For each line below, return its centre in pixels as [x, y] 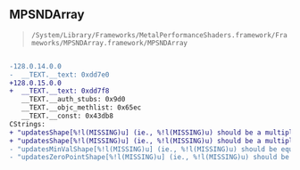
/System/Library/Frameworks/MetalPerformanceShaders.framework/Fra [159, 35]
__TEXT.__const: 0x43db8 [67, 116]
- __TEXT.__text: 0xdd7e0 [59, 75]
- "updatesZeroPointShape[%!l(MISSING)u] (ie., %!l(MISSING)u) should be [150, 158]
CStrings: [28, 124]
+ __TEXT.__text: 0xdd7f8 [59, 91]
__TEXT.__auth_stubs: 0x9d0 [73, 100]
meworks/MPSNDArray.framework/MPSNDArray [109, 43]
